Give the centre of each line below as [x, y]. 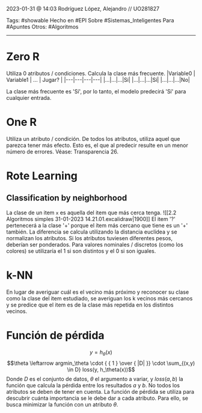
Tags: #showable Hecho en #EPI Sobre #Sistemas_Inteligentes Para [90, 20]
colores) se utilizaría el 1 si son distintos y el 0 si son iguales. [81, 251]
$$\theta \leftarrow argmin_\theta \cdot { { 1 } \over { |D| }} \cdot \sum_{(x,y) [101, 363]
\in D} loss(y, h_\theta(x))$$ [101, 369]
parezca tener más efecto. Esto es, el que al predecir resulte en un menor [97, 145]
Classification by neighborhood [67, 198]
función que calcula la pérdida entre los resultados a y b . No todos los [93, 385]
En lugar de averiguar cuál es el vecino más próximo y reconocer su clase [98, 292]
